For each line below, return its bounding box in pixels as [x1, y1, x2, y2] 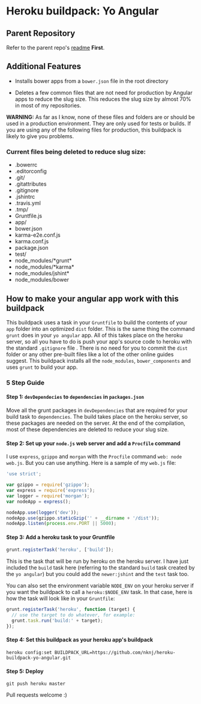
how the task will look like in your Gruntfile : [6, 595, 115, 602]
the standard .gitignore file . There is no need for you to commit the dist [6, 344, 188, 351]
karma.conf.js [14, 238, 49, 245]
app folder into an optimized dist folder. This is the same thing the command [6, 325, 195, 332]
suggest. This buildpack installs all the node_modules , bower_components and [6, 357, 191, 364]
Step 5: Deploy [6, 667, 44, 675]
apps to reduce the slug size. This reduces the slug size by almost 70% [14, 95, 191, 103]
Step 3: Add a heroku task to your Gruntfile [6, 533, 115, 541]
